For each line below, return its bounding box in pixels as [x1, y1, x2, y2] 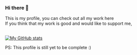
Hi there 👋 [5, 4, 29, 11]
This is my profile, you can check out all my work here [5, 16, 114, 21]
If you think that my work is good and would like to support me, [5, 20, 132, 26]
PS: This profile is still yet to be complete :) [5, 45, 91, 51]
